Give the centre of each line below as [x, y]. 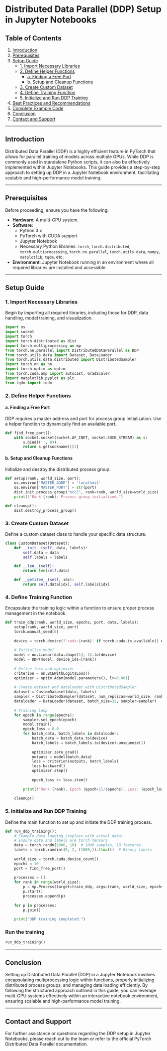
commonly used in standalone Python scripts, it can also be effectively [78, 162]
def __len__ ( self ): [34, 566]
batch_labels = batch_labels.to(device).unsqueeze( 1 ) [88, 743]
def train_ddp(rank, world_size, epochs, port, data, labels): [72, 622]
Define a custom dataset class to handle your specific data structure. [76, 534]
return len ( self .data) [46, 571]
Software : [23, 225]
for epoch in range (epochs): [44, 715]
